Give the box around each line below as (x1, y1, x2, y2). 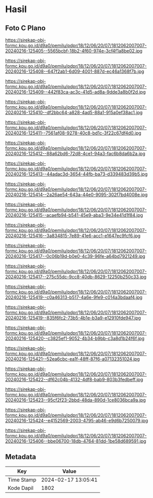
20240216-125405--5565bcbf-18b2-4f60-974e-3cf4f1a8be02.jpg (5, 48, 142, 54)
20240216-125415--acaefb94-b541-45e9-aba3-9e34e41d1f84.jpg (5, 212, 143, 218)
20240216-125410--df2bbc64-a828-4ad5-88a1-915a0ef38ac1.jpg (5, 110, 143, 115)
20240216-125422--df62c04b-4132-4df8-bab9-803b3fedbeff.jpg (5, 377, 143, 382)
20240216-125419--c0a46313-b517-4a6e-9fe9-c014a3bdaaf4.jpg (5, 294, 142, 300)
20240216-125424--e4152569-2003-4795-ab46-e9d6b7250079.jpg (5, 418, 148, 423)
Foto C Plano (5, 24, 46, 32)
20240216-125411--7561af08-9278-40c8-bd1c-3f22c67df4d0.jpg (5, 130, 142, 136)
